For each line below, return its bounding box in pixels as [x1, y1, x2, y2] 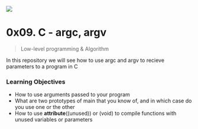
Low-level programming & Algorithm [20, 45, 109, 52]
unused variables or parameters [14, 116, 93, 123]
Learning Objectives [6, 77, 66, 85]
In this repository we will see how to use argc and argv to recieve [6, 57, 164, 64]
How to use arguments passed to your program [14, 91, 130, 98]
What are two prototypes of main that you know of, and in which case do [14, 97, 192, 104]
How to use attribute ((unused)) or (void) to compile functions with [14, 110, 177, 117]
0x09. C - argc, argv [6, 26, 107, 39]
